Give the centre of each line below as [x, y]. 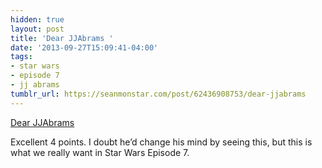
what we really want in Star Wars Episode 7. [100, 152]
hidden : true [37, 19]
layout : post [37, 29]
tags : [21, 57]
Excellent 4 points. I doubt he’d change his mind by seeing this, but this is [161, 142]
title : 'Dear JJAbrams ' [62, 38]
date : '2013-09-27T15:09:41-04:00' [84, 47]
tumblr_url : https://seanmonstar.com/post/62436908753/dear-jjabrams [158, 94]
